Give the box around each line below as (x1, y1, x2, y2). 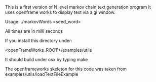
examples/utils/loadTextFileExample (5, 71, 78, 77)
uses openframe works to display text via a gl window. (5, 9, 116, 15)
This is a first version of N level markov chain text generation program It (5, 4, 151, 10)
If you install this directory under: (5, 38, 73, 43)
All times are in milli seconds (5, 28, 63, 34)
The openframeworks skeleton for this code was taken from (5, 66, 127, 72)
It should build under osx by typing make (5, 57, 88, 62)
